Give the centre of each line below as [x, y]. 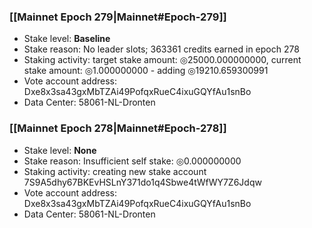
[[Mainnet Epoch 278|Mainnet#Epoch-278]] [118, 128]
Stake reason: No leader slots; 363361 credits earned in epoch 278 [161, 49]
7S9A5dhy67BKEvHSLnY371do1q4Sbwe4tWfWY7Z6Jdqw [142, 182]
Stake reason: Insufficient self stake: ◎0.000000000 [132, 161]
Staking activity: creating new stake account [115, 171]
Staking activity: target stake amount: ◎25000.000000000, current [162, 60]
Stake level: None [60, 150]
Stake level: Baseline [67, 39]
